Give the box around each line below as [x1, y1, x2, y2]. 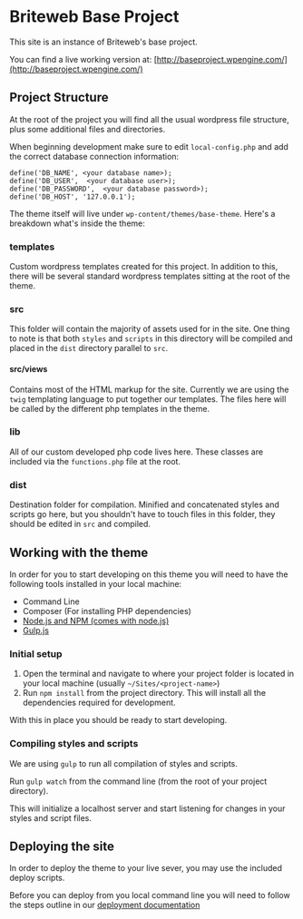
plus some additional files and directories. [9, 123, 166, 134]
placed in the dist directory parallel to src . [9, 343, 169, 354]
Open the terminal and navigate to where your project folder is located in [22, 669, 295, 679]
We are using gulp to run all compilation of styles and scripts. [9, 758, 239, 768]
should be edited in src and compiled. [9, 519, 151, 530]
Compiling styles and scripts [9, 738, 139, 750]
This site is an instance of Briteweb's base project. [9, 36, 198, 47]
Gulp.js [22, 624, 50, 636]
